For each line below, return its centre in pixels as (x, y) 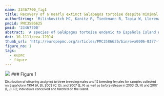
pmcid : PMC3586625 (24, 23)
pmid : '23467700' (23, 28)
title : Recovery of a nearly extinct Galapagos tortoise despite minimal (82, 14)
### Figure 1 (24, 74)
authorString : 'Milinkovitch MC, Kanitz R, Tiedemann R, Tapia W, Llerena (83, 19)
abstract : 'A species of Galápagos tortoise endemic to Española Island (81, 32)
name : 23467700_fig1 (26, 10)
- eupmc (17, 55)
